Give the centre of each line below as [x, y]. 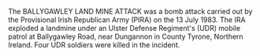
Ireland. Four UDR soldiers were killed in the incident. [94, 45]
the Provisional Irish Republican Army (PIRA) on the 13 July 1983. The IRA [127, 20]
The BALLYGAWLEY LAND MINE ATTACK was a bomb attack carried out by [130, 11]
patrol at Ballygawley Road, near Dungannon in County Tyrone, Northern [126, 36]
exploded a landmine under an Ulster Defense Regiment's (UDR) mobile [124, 28]
